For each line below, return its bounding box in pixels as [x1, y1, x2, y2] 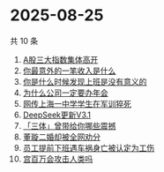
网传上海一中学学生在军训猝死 [22, 98, 131, 108]
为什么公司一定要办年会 [22, 87, 108, 98]
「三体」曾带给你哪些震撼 [22, 120, 116, 131]
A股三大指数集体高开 [22, 54, 99, 64]
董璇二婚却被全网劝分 [22, 131, 101, 142]
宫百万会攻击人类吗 [22, 153, 93, 164]
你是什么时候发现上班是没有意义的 [22, 76, 147, 86]
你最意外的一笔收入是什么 [22, 65, 116, 76]
